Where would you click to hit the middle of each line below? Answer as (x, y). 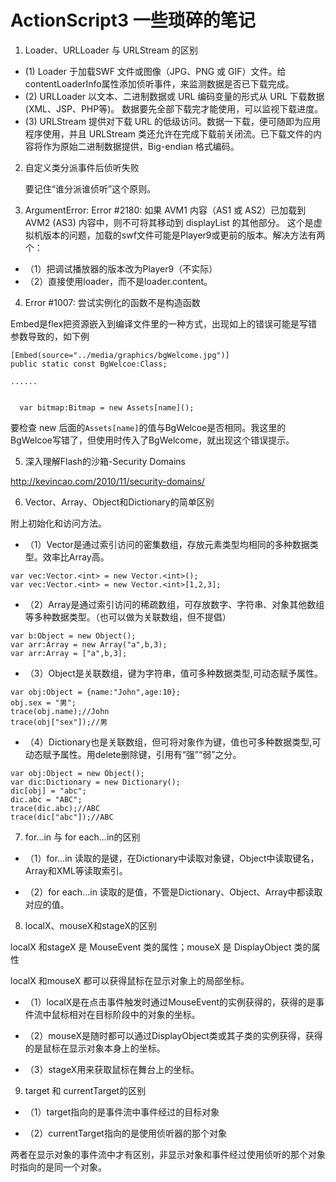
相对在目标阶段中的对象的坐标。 (134, 1014)
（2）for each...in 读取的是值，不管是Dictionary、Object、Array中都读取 (173, 892)
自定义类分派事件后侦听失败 (82, 167)
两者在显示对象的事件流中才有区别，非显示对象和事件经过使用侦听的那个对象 (168, 1154)
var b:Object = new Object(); (73, 636)
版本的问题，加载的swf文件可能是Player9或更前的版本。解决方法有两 (184, 235)
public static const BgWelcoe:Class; (89, 364)
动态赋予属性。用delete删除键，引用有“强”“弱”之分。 (133, 754)
